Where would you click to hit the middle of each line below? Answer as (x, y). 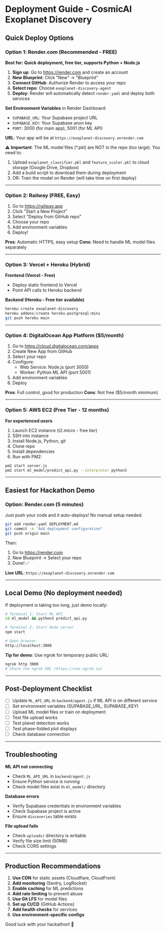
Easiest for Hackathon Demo (50, 490)
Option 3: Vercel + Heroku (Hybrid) (48, 265)
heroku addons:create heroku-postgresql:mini (53, 313)
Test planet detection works (41, 723)
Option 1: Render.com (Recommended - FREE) (61, 52)
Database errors (22, 796)
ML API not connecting (29, 766)
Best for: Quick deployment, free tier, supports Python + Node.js (73, 62)
